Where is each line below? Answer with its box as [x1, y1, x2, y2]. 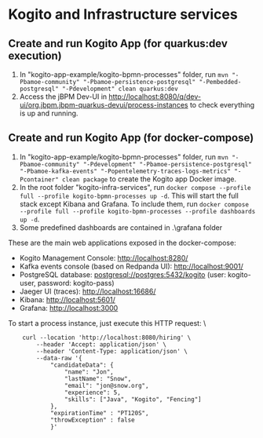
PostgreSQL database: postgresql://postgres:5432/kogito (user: [19, 269, 226, 279]
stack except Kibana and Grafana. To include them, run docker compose [19, 199, 250, 209]
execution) [8, 49, 63, 62]
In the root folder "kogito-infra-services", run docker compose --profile [19, 182, 251, 192]
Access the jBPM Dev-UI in [19, 92, 108, 101]
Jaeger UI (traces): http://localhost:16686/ [19, 287, 156, 296]
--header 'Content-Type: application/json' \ [36, 347, 188, 355]
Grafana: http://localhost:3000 [19, 303, 119, 312]
